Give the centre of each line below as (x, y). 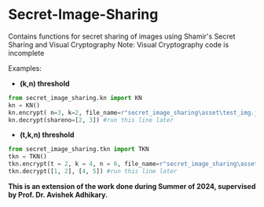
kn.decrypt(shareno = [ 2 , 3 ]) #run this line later (91, 120)
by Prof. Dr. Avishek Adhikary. (58, 194)
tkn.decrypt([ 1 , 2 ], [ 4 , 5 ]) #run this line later (93, 172)
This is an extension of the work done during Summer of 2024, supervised (132, 186)
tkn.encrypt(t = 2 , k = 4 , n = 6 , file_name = (84, 164)
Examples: (25, 68)
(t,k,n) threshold (47, 135)
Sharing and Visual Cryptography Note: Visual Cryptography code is (119, 44)
